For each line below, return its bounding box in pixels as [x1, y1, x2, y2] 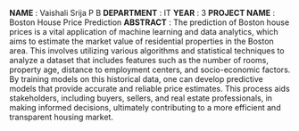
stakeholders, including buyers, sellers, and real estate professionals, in [9, 93, 273, 103]
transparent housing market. [9, 111, 114, 122]
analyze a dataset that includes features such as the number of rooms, [9, 55, 270, 65]
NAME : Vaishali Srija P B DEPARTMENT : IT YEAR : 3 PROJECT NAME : [9, 8, 276, 18]
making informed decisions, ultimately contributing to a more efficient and [9, 102, 281, 112]
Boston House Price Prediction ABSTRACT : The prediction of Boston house [9, 17, 290, 28]
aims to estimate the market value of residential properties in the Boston [9, 36, 274, 46]
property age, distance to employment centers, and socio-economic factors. [9, 64, 291, 75]
